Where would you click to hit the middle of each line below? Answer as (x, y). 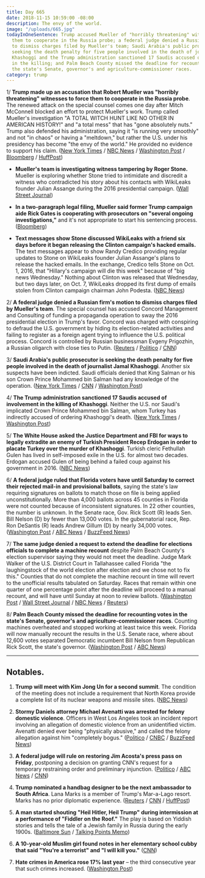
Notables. (25, 672)
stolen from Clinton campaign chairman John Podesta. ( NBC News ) (100, 290)
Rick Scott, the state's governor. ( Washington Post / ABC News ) (86, 647)
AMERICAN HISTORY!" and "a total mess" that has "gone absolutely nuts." (99, 125)
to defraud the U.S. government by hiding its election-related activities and (100, 328)
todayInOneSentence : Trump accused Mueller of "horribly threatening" (98, 35)
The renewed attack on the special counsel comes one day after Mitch (95, 105)
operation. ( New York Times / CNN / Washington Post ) (75, 386)
